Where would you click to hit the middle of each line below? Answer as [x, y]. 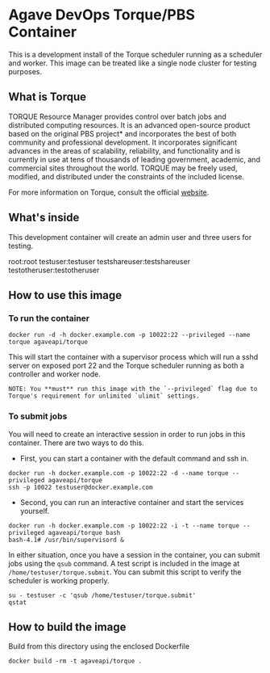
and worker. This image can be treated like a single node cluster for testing [133, 63]
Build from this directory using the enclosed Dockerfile [99, 646]
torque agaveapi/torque [48, 342]
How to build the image [67, 627]
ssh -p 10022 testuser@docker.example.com [81, 487]
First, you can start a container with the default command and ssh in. [134, 458]
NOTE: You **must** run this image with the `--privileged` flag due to [133, 389]
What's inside [44, 218]
